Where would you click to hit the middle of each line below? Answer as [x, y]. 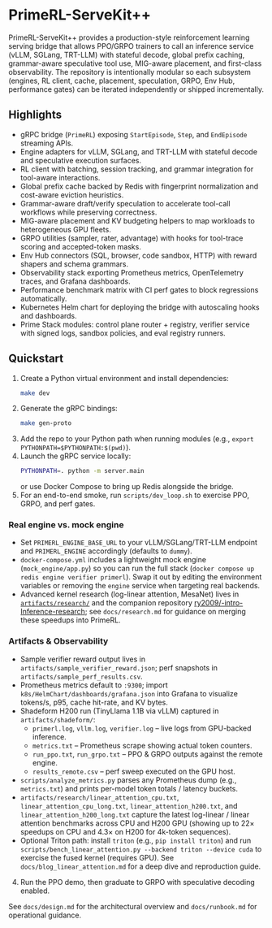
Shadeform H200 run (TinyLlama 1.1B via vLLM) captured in [119, 711]
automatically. [43, 298]
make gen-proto [46, 423]
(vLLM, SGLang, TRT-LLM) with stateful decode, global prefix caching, [127, 54]
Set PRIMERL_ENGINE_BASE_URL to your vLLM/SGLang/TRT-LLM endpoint [139, 543]
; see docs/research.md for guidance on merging [165, 612]
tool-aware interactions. [60, 177]
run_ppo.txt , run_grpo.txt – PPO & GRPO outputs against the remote [147, 754]
